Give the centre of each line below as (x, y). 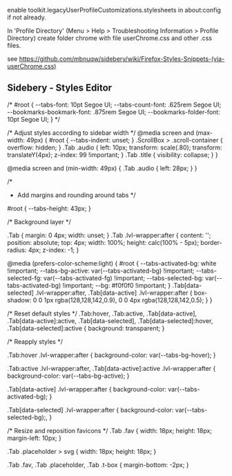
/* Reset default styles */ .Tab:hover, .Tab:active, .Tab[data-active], (102, 313)
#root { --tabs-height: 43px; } (49, 208)
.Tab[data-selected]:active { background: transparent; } (86, 328)
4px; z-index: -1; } (54, 250)
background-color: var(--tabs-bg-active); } (68, 376)
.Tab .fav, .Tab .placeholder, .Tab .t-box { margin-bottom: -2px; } (98, 465)
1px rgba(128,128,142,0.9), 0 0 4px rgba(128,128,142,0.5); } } (128, 300)
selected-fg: (25, 278)
